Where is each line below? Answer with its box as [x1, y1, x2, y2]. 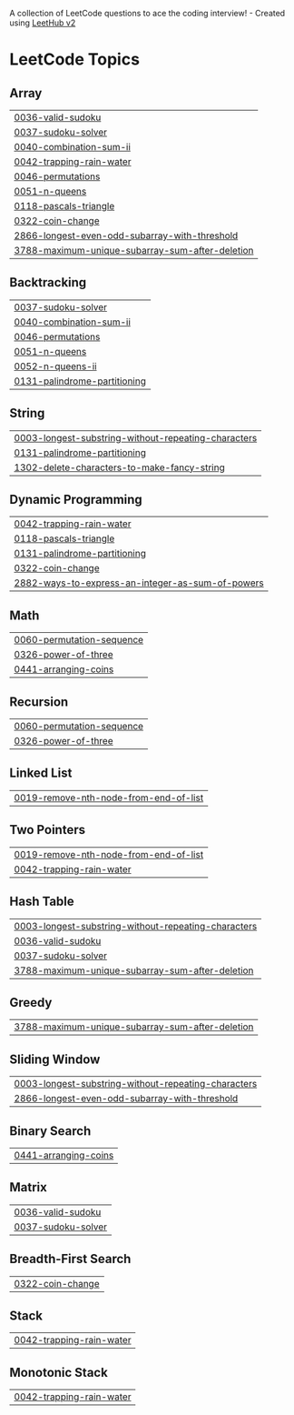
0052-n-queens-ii [14, 359, 97, 372]
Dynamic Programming [9, 492, 142, 507]
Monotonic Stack [9, 1364, 109, 1380]
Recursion [9, 694, 69, 709]
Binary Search [9, 1123, 92, 1139]
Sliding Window [9, 1051, 101, 1067]
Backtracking [9, 275, 87, 290]
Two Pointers [9, 822, 86, 838]
